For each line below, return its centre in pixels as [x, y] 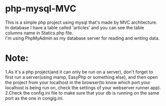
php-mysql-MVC [41, 9]
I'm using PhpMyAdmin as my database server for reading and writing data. [83, 38]
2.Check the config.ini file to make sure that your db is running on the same [82, 93]
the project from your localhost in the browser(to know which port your [78, 82]
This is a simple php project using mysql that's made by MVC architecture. [81, 22]
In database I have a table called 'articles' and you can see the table [75, 27]
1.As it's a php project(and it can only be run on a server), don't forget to [79, 72]
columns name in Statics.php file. [39, 33]
